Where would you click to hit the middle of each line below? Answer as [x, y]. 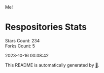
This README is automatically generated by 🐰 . [52, 65]
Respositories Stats [46, 27]
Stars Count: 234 [23, 40]
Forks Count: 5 [20, 46]
